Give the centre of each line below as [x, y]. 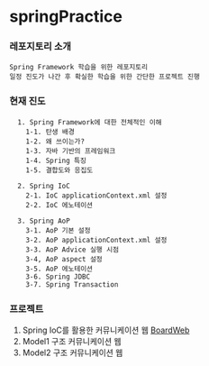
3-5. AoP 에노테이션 [59, 269]
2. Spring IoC [44, 186]
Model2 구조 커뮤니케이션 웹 [73, 352]
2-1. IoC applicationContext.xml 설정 [96, 196]
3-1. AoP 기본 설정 [58, 230]
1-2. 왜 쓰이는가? [55, 142]
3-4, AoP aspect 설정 [64, 259]
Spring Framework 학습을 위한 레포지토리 [79, 68]
